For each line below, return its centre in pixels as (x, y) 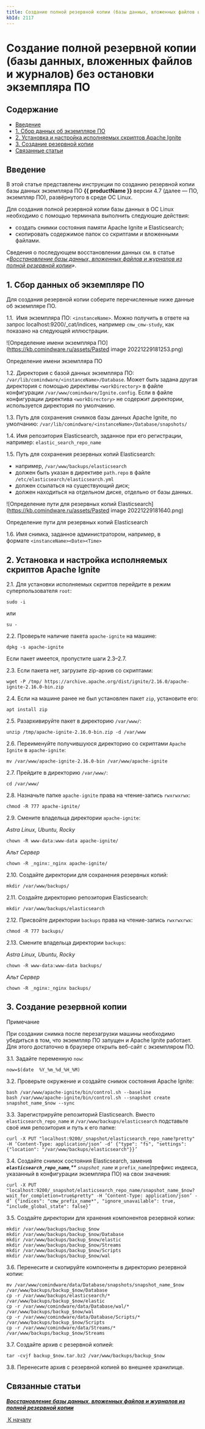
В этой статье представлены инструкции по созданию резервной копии (101, 184)
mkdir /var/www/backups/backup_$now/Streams (64, 1245)
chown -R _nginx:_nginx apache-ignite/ (57, 863)
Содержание (33, 110)
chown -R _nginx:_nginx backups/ (49, 988)
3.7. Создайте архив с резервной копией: (60, 1344)
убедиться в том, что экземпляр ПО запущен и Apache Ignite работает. (99, 1040)
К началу (20, 1419)
